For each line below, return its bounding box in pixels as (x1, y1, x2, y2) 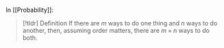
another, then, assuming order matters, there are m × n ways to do (22, 27, 210, 34)
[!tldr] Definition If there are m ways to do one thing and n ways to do (22, 19, 218, 27)
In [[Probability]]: (5, 6, 53, 14)
